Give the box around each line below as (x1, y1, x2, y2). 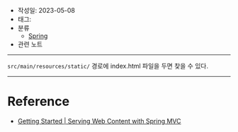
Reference (7, 94, 69, 109)
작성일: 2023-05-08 (17, 6, 76, 14)
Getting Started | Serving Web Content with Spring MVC (17, 116, 182, 125)
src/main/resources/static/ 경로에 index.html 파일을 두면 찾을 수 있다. (7, 62, 209, 70)
